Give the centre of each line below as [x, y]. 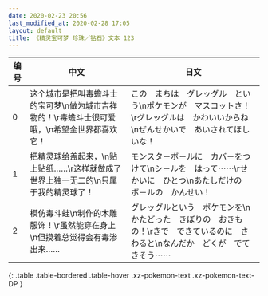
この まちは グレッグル [179, 94]
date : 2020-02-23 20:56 [48, 16]
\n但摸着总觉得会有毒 [70, 238]
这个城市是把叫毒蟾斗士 [74, 94]
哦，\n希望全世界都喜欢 [74, 130]
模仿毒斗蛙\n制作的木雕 [74, 214]
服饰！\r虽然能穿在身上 [73, 226]
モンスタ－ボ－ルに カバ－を [187, 156]
